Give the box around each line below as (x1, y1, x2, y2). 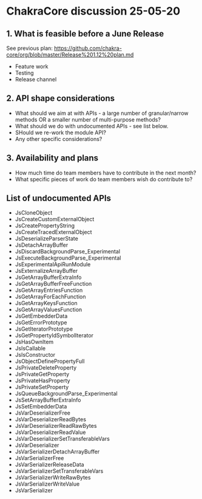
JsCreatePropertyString (15, 222, 75, 229)
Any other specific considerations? (15, 135, 103, 142)
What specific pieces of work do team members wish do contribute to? (15, 175, 193, 183)
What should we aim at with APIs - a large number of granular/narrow (15, 109, 189, 117)
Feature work (15, 63, 49, 70)
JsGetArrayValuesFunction (15, 306, 82, 314)
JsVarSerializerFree (15, 455, 64, 462)
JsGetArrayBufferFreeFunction (15, 280, 92, 287)
